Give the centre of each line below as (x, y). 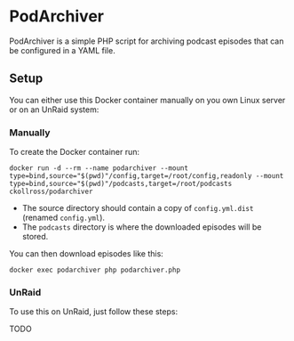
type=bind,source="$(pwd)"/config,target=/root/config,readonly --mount (147, 176)
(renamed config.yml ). (63, 218)
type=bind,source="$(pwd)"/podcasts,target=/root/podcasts (121, 184)
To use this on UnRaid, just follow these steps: (94, 312)
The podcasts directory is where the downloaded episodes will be (142, 227)
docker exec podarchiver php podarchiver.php (95, 270)
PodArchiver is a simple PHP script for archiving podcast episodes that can (147, 41)
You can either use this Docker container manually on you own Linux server (147, 100)
